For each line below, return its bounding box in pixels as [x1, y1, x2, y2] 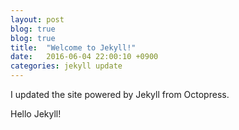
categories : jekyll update [10, 61, 123, 71]
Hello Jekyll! [10, 108, 62, 120]
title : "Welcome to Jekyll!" [10, 42, 137, 53]
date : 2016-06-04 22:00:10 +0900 [10, 52, 159, 62]
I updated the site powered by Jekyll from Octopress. [10, 89, 230, 100]
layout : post [10, 14, 65, 25]
